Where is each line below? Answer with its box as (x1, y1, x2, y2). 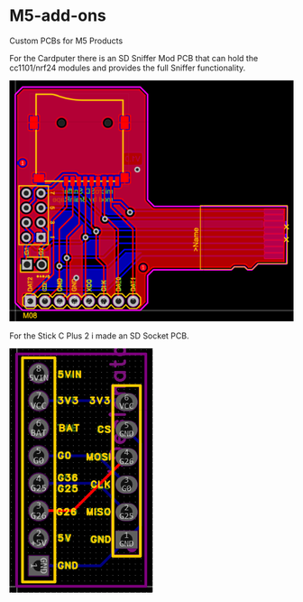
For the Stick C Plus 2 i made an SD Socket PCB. (9, 330, 189, 341)
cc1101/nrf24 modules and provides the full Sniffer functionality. (9, 62, 246, 73)
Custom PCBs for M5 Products (9, 35, 124, 46)
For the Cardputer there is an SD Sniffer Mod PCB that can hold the (9, 52, 259, 63)
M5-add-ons (9, 5, 106, 26)
